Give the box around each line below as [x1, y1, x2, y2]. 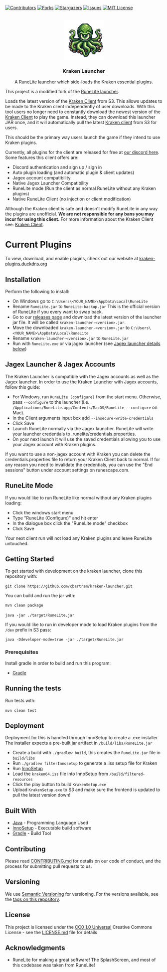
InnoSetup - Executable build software [12, 825, 92, 831]
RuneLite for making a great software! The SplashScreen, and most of [12, 957, 156, 963]
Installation [5, 275, 41, 284]
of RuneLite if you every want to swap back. [12, 309, 103, 315]
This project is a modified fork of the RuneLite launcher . [5, 89, 120, 95]
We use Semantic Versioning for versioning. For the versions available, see [5, 891, 159, 897]
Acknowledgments [5, 944, 66, 952]
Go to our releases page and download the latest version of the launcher [12, 314, 162, 320]
